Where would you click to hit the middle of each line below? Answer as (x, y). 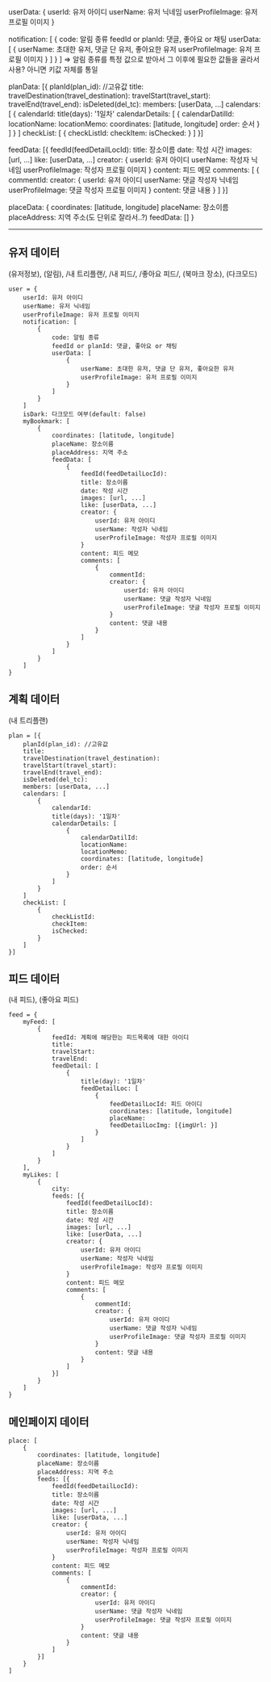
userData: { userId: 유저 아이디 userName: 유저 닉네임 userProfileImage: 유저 (133, 12)
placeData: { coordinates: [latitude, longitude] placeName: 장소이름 (119, 207)
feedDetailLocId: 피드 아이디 (156, 1105)
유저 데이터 (34, 253)
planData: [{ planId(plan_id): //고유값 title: (76, 86)
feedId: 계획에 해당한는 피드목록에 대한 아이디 (120, 1038)
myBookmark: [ (46, 421)
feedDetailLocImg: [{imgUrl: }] (164, 1126)
